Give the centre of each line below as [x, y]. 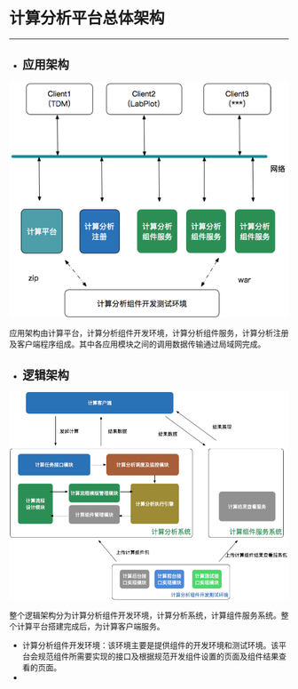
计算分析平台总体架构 [87, 18]
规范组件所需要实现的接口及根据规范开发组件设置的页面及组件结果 [158, 656]
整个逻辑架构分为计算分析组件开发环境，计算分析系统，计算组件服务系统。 [145, 615]
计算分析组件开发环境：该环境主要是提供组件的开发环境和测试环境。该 [150, 645]
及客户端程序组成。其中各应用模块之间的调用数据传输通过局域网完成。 [137, 344]
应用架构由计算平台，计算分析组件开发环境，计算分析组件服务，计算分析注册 [149, 333]
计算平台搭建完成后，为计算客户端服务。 [90, 626]
